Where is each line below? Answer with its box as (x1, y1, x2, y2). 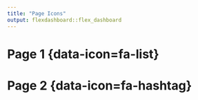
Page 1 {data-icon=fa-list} (7, 46, 160, 62)
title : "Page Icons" (7, 10, 67, 17)
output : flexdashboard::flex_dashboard (7, 17, 122, 23)
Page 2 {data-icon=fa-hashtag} (7, 77, 192, 93)
